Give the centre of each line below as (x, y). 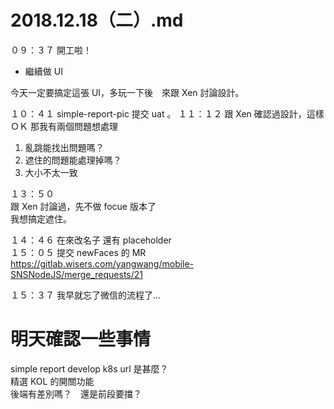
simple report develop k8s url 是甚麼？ (89, 368)
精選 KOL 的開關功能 (52, 381)
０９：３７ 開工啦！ (51, 50)
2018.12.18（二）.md (97, 20)
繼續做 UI (43, 71)
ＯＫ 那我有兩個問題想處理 (64, 126)
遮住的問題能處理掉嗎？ (73, 160)
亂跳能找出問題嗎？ (64, 147)
